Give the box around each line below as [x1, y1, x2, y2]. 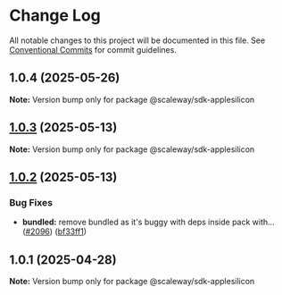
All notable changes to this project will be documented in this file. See [9, 35, 266, 46]
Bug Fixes [9, 196, 54, 208]
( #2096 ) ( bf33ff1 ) [21, 226, 87, 237]
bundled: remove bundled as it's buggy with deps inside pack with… [21, 216, 275, 228]
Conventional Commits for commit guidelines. [9, 44, 177, 55]
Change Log [9, 5, 101, 26]
